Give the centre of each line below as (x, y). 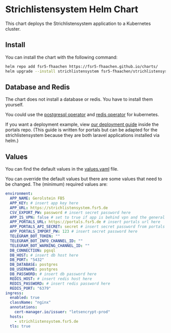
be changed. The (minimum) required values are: (56, 184)
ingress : (15, 293)
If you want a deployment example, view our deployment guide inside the (82, 124)
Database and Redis (38, 87)
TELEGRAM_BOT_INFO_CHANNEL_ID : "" (46, 241)
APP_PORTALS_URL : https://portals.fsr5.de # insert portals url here (85, 222)
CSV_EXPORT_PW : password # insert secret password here (70, 212)
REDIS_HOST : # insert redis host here (51, 279)
